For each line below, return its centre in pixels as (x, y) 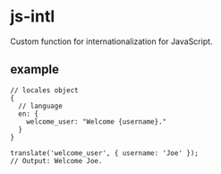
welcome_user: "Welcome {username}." (97, 122)
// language (41, 106)
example (35, 70)
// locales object (44, 90)
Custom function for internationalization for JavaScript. (111, 41)
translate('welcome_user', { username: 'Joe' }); (105, 153)
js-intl (33, 17)
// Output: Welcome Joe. (56, 161)
